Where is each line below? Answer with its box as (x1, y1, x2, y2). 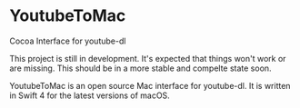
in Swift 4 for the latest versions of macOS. (9, 90, 170, 101)
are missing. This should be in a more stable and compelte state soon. (9, 63, 272, 74)
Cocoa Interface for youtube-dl (9, 35, 126, 46)
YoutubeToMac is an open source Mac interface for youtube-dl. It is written (9, 80, 291, 91)
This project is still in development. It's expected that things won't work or (9, 53, 286, 64)
